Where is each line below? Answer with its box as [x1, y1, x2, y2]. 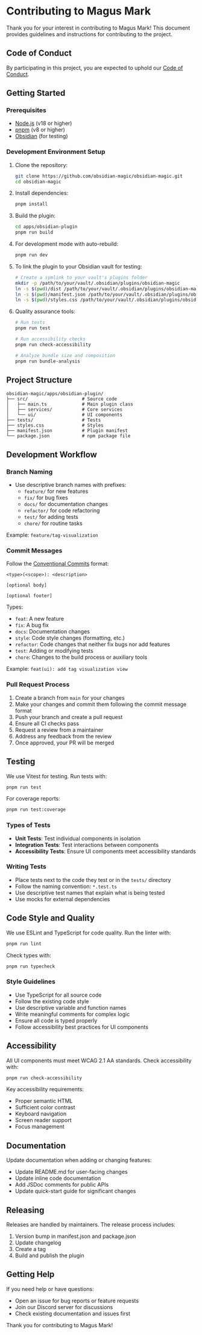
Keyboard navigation [14, 1110, 67, 1117]
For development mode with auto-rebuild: [14, 240, 119, 248]
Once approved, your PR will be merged [14, 739, 115, 746]
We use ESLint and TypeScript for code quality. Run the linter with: [6, 929, 171, 936]
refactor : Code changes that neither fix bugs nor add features [14, 641, 171, 648]
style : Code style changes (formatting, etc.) [14, 635, 125, 642]
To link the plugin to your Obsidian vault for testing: [14, 262, 142, 270]
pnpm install [14, 201, 48, 208]
